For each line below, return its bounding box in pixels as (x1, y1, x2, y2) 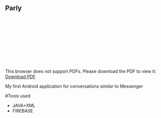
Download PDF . (5, 73, 37, 79)
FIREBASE (12, 108, 33, 114)
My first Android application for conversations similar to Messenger (5, 83, 143, 89)
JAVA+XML (12, 102, 36, 109)
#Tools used (5, 93, 31, 99)
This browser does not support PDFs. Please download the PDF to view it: (5, 68, 157, 74)
